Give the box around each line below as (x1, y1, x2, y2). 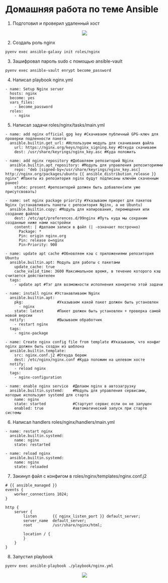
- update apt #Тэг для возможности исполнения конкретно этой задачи (14, 282, 163, 287)
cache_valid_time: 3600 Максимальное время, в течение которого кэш (14, 269, 161, 274)
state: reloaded (14, 464, 49, 469)
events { (5, 487, 24, 492)
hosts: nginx (10, 91, 37, 96)
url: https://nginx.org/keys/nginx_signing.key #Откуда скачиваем (14, 145, 156, 150)
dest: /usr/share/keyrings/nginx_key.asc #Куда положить (14, 149, 136, 155)
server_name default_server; (23, 518, 87, 523)
